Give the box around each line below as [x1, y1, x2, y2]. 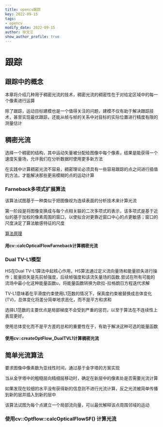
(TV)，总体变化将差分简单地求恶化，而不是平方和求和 [5, 296, 112, 302]
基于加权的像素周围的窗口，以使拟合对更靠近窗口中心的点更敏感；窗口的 [13, 214, 158, 220]
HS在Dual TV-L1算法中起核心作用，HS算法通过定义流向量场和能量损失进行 [5, 268, 153, 273]
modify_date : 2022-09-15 [5, 25, 55, 30]
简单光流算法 [5, 351, 44, 359]
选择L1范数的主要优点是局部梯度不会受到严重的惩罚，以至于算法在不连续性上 [5, 307, 158, 312]
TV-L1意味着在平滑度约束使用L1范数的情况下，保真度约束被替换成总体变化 [5, 291, 152, 296]
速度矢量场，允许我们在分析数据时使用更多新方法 [5, 155, 103, 161]
